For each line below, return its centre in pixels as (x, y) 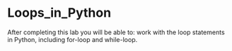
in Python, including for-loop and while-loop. (72, 39)
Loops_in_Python (59, 13)
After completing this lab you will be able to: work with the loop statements (116, 32)
